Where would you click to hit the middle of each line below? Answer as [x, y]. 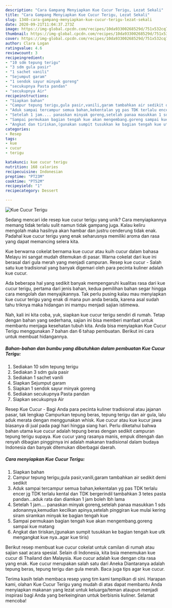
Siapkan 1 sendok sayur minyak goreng [54, 388]
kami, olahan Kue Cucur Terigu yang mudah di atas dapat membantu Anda [84, 584]
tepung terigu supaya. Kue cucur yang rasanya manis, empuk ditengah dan [84, 436]
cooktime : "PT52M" [25, 181]
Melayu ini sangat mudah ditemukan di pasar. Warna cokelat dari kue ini [81, 257]
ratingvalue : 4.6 [24, 48]
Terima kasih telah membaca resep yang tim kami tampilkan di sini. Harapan [85, 579]
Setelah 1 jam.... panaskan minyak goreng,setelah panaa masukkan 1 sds [89, 505]
